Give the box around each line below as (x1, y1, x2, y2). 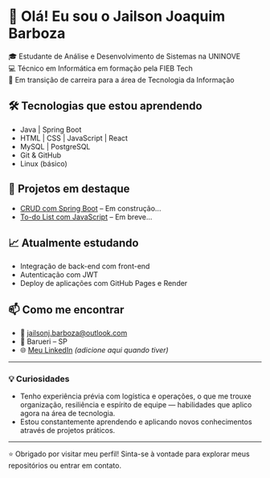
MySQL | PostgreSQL (19, 141, 91, 151)
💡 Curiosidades (8, 374, 70, 385)
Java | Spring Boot (19, 125, 82, 134)
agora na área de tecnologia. (19, 409, 116, 419)
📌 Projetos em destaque (8, 182, 130, 196)
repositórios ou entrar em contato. (8, 461, 122, 471)
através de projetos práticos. (19, 426, 116, 435)
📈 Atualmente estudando (8, 236, 139, 250)
